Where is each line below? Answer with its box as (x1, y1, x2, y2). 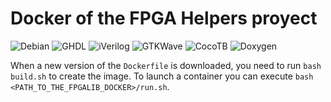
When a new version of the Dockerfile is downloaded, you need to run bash (10, 59, 322, 71)
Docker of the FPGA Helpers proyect (10, 7, 318, 30)
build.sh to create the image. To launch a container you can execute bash (10, 70, 314, 82)
